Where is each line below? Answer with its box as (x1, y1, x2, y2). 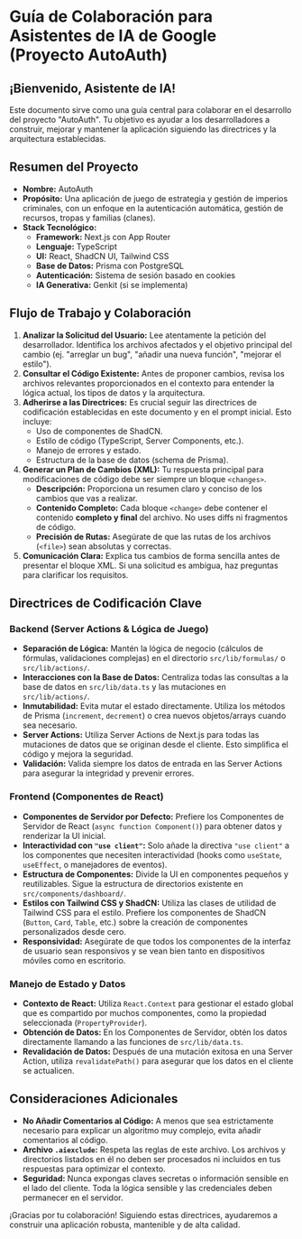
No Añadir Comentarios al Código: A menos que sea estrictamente (22, 1115, 274, 1126)
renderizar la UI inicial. (22, 830, 106, 841)
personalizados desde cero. (22, 926, 126, 936)
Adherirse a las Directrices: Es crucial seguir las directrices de (22, 396, 257, 407)
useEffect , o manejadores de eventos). (22, 859, 168, 870)
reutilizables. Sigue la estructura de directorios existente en (22, 878, 243, 889)
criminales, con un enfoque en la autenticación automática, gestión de (22, 202, 284, 213)
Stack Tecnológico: (22, 221, 97, 232)
